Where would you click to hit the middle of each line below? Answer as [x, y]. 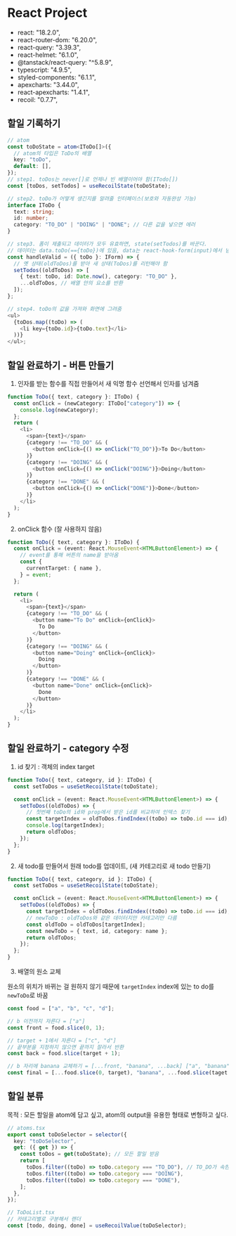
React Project [47, 13]
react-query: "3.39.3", [49, 47]
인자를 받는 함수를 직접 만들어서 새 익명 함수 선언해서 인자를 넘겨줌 [108, 383]
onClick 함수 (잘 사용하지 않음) [60, 529]
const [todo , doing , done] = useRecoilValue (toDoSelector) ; [97, 1226]
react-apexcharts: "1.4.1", [53, 92]
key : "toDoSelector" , [45, 1141]
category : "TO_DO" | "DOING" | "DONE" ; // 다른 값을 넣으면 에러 [104, 225]
